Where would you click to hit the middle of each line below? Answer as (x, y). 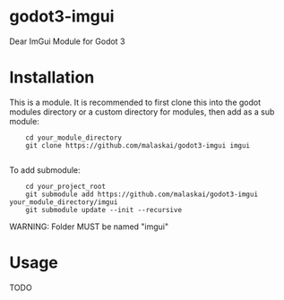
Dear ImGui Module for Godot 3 (67, 41)
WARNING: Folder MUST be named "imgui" (89, 227)
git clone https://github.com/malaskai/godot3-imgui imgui (138, 145)
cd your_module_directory (74, 137)
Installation (52, 77)
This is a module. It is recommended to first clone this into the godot (135, 102)
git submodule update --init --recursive (103, 210)
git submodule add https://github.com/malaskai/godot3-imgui (142, 194)
